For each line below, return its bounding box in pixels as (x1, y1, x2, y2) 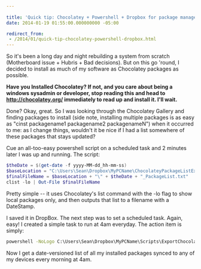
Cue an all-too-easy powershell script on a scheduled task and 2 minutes (6, 145, 187, 152)
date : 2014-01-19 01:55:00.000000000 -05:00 (6, 20, 119, 26)
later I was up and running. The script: (6, 151, 100, 158)
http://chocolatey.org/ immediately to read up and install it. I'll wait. (6, 96, 178, 103)
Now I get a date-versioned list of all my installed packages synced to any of (6, 249, 195, 256)
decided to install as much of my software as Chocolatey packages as (6, 65, 179, 72)
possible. (6, 72, 29, 79)
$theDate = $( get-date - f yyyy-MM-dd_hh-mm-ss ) (6, 163, 127, 169)
